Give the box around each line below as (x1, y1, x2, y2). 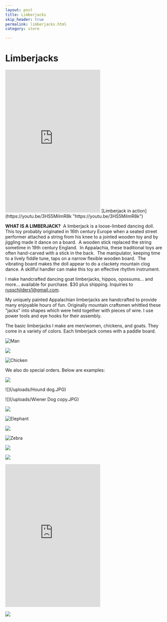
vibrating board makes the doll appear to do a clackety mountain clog (5, 261, 150, 267)
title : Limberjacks (5, 12, 47, 17)
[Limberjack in (101, 208, 132, 214)
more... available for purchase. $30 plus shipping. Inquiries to (5, 281, 133, 287)
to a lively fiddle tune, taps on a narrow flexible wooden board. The (5, 255, 146, 261)
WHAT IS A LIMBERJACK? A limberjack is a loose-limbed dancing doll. (5, 223, 154, 229)
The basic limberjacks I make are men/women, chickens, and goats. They (5, 323, 158, 329)
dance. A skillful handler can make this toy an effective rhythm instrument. (5, 266, 160, 272)
